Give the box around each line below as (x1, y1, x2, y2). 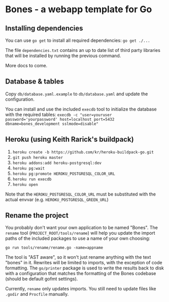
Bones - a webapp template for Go (5, 4, 152, 15)
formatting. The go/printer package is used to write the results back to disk (5, 265, 164, 271)
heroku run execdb (12, 177, 52, 182)
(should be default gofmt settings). (5, 276, 78, 282)
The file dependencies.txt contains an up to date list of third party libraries (5, 47, 161, 53)
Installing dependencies (5, 24, 83, 33)
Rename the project (5, 211, 69, 220)
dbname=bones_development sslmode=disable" (5, 121, 99, 126)
